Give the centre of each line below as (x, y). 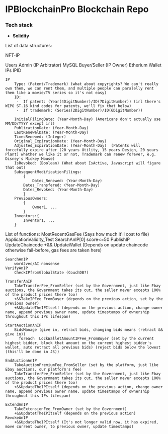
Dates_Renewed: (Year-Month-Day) (67, 181)
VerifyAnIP (17, 268)
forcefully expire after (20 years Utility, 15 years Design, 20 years (82, 150)
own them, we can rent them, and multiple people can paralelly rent (80, 89)
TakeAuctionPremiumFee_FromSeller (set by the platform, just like (86, 365)
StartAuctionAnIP (23, 325)
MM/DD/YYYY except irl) (30, 124)
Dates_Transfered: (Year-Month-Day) (62, 185)
